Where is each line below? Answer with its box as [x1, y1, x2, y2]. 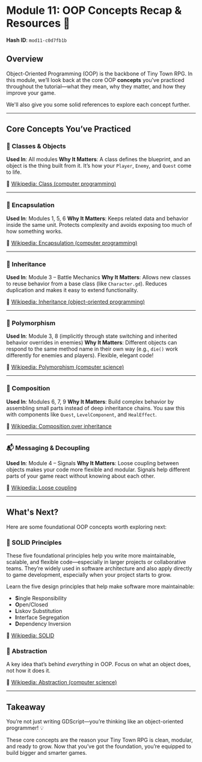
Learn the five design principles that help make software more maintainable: [6, 583, 195, 590]
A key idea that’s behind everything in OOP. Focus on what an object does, [6, 661, 191, 668]
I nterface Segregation [14, 614, 70, 621]
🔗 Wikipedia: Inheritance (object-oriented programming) [6, 298, 145, 305]
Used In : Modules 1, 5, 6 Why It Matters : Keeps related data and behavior [6, 215, 189, 222]
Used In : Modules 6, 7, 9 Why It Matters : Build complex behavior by [6, 398, 174, 405]
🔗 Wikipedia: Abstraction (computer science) [6, 679, 117, 686]
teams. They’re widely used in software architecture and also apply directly [6, 565, 192, 572]
